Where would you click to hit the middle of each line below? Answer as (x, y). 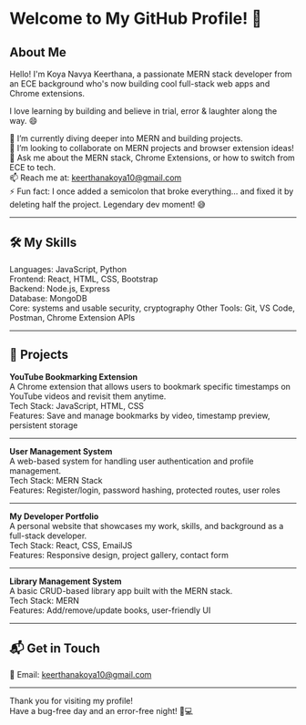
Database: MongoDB (49, 298)
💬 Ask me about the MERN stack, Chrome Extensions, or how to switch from (153, 158)
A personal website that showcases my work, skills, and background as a (147, 526)
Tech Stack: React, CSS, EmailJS (71, 545)
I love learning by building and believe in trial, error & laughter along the (143, 111)
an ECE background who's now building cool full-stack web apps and (140, 84)
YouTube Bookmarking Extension (74, 376)
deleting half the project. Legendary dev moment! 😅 (108, 204)
